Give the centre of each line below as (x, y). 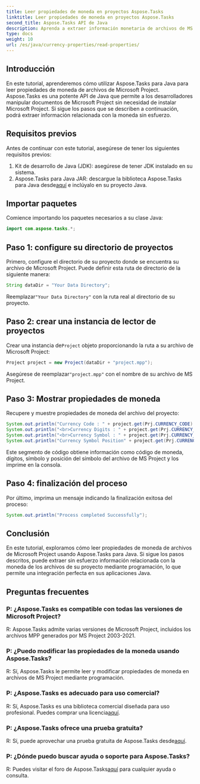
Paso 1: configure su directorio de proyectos (90, 247)
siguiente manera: (28, 274)
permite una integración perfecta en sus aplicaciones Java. (79, 573)
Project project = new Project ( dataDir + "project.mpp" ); (79, 363)
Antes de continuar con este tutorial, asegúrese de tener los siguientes (93, 148)
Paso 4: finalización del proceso (67, 484)
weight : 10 (20, 39)
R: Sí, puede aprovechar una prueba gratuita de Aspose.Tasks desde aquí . (96, 741)
